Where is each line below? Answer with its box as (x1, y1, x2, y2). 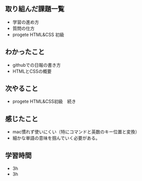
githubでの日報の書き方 (12, 62, 61, 68)
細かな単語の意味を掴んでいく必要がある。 (12, 135, 100, 141)
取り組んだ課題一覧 (5, 5, 64, 14)
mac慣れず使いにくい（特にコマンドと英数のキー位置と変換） (12, 129, 140, 135)
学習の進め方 (12, 19, 39, 25)
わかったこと (5, 48, 45, 56)
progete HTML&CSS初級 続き (12, 98, 76, 104)
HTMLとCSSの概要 (12, 68, 51, 74)
